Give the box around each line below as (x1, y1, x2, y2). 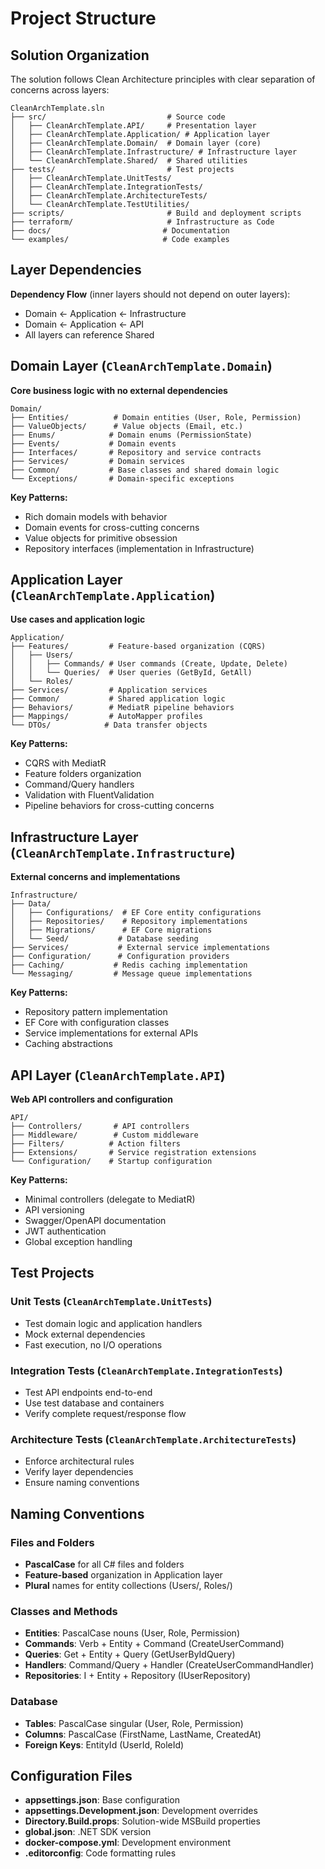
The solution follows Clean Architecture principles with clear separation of (10, 73, 316, 85)
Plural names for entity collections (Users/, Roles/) (24, 1580, 233, 1592)
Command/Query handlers (24, 778, 135, 791)
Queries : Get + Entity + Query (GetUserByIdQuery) (24, 1648, 236, 1661)
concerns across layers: (10, 84, 110, 96)
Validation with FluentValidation (24, 789, 155, 801)
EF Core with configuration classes (24, 1017, 170, 1029)
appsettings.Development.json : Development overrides (24, 1805, 258, 1817)
